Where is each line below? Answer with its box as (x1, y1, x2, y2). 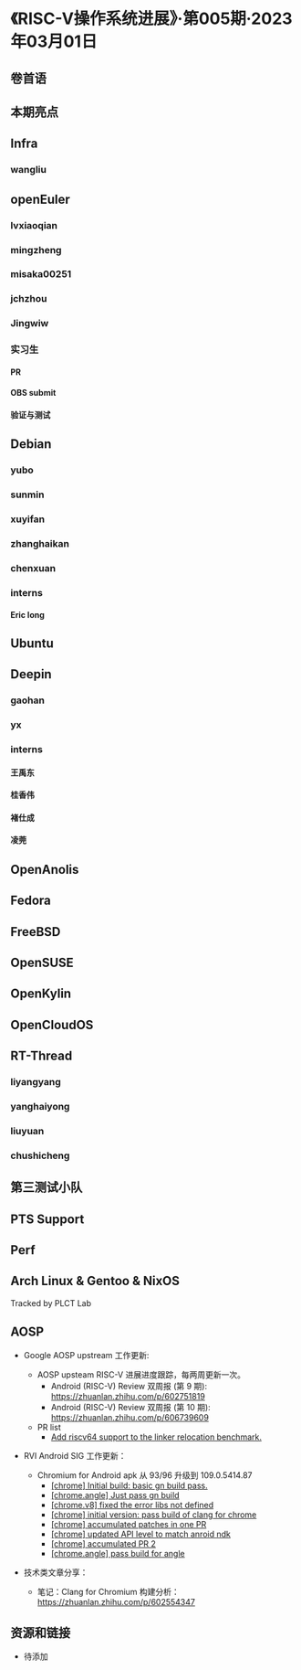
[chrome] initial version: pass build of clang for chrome (50, 1509, 257, 1520)
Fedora (10, 893, 51, 909)
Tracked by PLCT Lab (10, 1297, 92, 1308)
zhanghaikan (10, 537, 69, 550)
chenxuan (10, 561, 57, 574)
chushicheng (10, 1149, 70, 1162)
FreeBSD (10, 924, 61, 940)
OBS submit (10, 388, 57, 399)
